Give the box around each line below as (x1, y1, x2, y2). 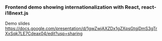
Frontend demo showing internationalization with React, (5, 4, 141, 10)
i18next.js (5, 10, 29, 16)
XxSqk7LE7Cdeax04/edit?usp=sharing (5, 31, 83, 37)
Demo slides (5, 20, 30, 26)
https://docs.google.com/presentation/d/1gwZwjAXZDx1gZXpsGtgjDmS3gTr (5, 26, 158, 31)
